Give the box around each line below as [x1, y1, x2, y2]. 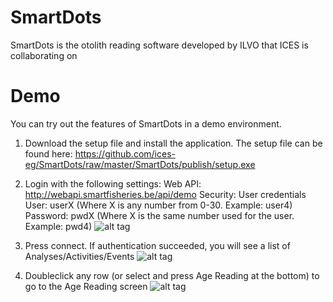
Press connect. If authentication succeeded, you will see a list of [24, 239, 291, 251]
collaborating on [10, 49, 78, 61]
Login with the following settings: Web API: [24, 177, 202, 190]
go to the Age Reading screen [24, 280, 148, 292]
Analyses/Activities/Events [24, 250, 135, 262]
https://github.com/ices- [74, 147, 176, 160]
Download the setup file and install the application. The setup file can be [24, 137, 323, 149]
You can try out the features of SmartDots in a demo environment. [10, 117, 282, 130]
